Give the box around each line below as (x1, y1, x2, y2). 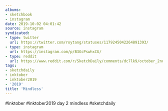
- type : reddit (5, 53, 37, 59)
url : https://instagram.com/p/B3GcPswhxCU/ (9, 49, 101, 54)
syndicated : (5, 30, 30, 35)
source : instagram (5, 26, 43, 31)
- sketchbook (5, 12, 32, 17)
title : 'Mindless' (5, 86, 43, 91)
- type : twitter (5, 35, 39, 40)
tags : (5, 63, 16, 68)
